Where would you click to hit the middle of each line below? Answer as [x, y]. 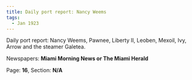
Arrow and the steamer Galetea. [46, 47]
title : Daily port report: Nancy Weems [56, 12]
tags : [13, 18]
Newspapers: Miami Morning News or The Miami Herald [78, 59]
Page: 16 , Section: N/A [34, 70]
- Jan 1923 [25, 23]
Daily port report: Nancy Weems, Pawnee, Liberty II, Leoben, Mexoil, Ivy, [96, 41]
